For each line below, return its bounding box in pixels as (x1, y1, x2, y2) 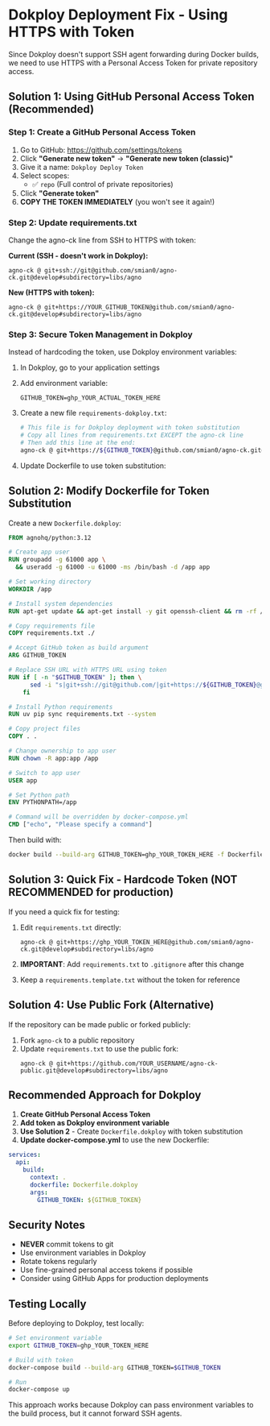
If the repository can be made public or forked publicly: (8, 1019, 191, 1029)
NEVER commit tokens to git (19, 1239, 114, 1250)
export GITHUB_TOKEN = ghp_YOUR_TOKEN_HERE (8, 1341, 149, 1349)
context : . (29, 1173, 67, 1181)
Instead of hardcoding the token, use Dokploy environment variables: (8, 347, 237, 357)
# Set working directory (8, 578, 92, 586)
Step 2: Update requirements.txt (8, 217, 137, 228)
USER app (8, 776, 38, 785)
